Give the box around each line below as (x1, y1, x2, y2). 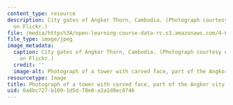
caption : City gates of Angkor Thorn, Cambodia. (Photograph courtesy (13, 49, 222, 56)
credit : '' (13, 61, 45, 68)
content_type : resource (7, 10, 76, 17)
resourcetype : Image (7, 74, 67, 82)
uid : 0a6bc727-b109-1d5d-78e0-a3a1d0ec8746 (7, 87, 135, 94)
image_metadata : (7, 42, 54, 49)
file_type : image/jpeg (7, 36, 73, 43)
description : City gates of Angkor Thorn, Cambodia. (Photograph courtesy (7, 17, 228, 23)
